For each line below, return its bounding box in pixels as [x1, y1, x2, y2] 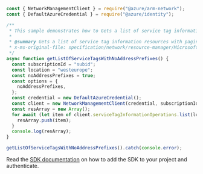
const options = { [11, 78, 59, 84]
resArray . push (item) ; [17, 117, 71, 123]
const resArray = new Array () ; [11, 106, 91, 112]
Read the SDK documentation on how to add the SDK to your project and [6, 156, 187, 163]
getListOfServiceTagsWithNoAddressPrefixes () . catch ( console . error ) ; [6, 145, 182, 151]
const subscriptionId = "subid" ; [11, 61, 96, 67]
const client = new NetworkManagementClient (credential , [11, 101, 158, 107]
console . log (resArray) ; [11, 128, 71, 135]
